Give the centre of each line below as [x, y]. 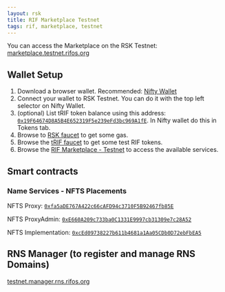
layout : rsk [24, 13]
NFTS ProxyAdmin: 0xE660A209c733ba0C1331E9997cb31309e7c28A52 [99, 219]
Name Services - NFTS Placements [67, 191]
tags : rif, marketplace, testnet [55, 26]
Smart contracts [43, 171]
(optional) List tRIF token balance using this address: [92, 113]
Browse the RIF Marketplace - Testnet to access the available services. [118, 150]
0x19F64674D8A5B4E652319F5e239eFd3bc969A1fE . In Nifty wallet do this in [117, 120]
